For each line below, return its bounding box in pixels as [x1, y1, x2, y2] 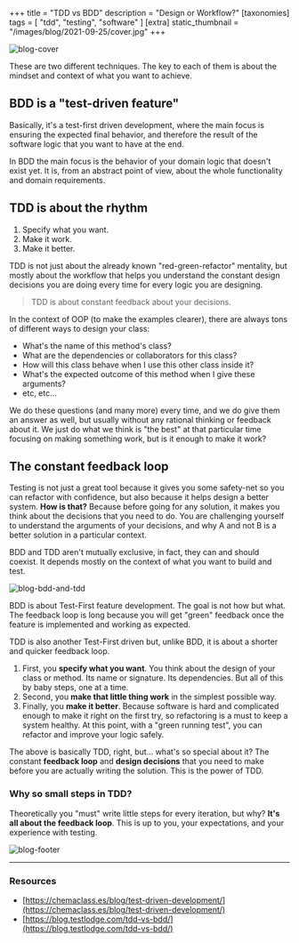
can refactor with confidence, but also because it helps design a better [9, 492, 270, 503]
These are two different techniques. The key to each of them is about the [9, 61, 278, 71]
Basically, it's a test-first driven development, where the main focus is [9, 119, 265, 130]
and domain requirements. [9, 174, 106, 185]
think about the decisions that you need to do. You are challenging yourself [9, 511, 285, 521]
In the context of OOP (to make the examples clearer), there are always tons [9, 313, 287, 324]
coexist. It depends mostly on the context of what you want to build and [9, 556, 272, 568]
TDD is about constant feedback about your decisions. [30, 296, 231, 307]
